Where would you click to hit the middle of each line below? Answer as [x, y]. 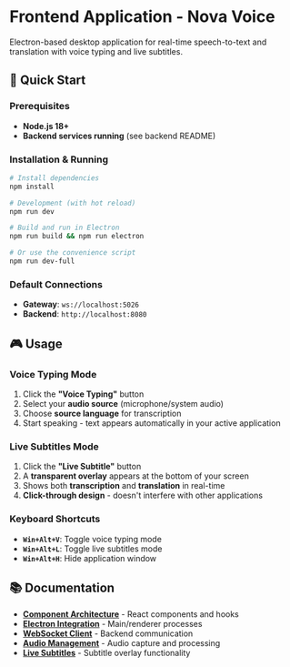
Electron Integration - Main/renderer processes [112, 624]
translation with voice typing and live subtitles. [96, 51]
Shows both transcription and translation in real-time [124, 486]
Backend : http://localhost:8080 [85, 314]
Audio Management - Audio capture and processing [121, 643]
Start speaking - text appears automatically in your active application [151, 423]
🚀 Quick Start [48, 81]
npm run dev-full [42, 261]
